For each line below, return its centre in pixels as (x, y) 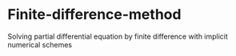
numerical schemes (40, 44)
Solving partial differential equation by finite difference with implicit (118, 36)
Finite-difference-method (94, 15)
